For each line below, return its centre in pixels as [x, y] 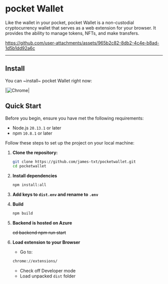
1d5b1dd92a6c [20, 48]
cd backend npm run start [39, 232]
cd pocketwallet [29, 166]
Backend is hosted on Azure [42, 223]
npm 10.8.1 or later [32, 133]
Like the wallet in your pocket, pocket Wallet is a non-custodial [69, 22]
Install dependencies [35, 176]
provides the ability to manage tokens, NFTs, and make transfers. [72, 33]
